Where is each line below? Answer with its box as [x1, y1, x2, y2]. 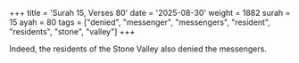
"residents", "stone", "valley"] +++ [9, 27, 136, 36]
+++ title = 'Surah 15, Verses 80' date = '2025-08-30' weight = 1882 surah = [9, 8, 291, 18]
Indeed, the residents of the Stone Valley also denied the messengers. [9, 43, 268, 54]
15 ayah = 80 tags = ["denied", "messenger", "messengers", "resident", [9, 17, 270, 28]
